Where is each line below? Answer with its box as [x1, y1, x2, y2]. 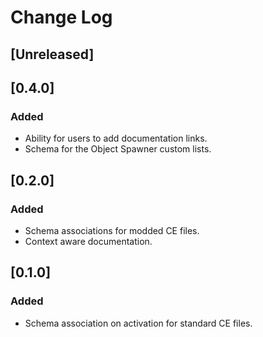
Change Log [10, 6, 113, 29]
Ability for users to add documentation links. [24, 132, 208, 145]
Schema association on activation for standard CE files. [24, 317, 253, 329]
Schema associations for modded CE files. [24, 224, 200, 236]
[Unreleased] [10, 46, 95, 63]
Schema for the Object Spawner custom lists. [24, 143, 212, 155]
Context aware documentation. [24, 235, 153, 247]
